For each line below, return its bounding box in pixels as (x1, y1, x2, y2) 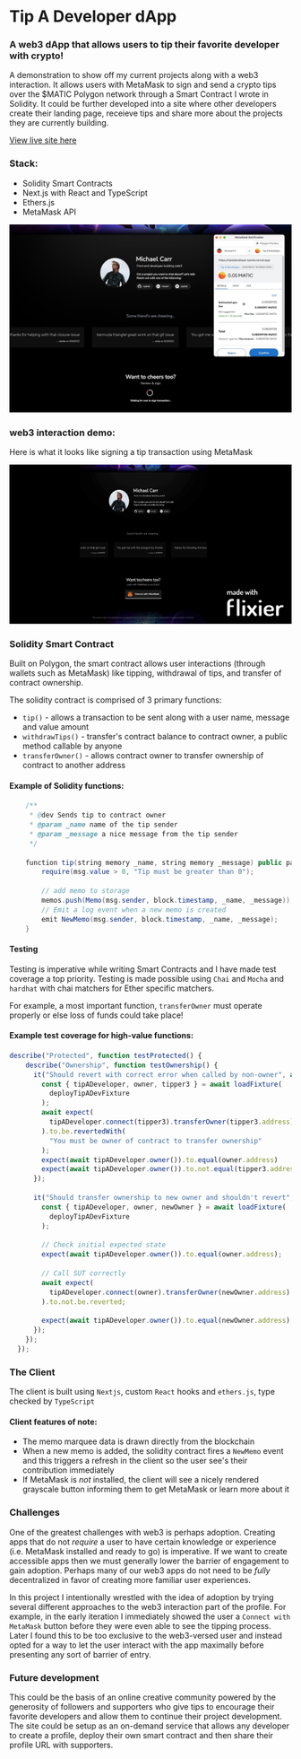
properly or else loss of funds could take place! (9, 1010, 184, 1020)
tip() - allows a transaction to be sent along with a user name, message (21, 712, 290, 723)
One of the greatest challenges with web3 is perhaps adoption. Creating (9, 1527, 276, 1537)
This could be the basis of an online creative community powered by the (9, 1692, 276, 1702)
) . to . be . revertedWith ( (41, 1126, 126, 1136)
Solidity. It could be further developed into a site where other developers (9, 99, 277, 109)
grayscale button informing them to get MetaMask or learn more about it (21, 1483, 289, 1495)
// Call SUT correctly (41, 1269, 126, 1278)
